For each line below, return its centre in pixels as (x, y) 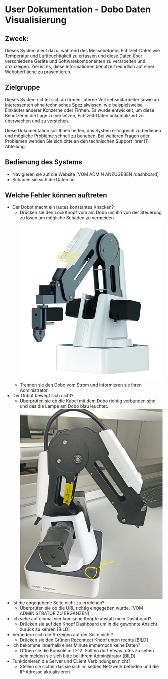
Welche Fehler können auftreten (56, 195)
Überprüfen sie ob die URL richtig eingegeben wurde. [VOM (81, 608)
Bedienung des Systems (44, 162)
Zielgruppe (23, 87)
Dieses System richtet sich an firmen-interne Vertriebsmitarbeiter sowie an (82, 99)
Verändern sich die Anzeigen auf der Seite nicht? (63, 634)
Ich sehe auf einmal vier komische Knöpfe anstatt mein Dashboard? (82, 618)
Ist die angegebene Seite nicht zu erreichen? (58, 603)
